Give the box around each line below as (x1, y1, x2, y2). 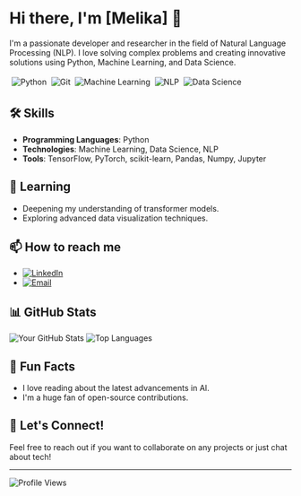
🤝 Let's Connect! (9, 418, 105, 433)
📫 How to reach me (9, 239, 122, 255)
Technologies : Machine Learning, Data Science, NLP (21, 144, 219, 154)
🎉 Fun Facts (9, 359, 76, 374)
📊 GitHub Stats (9, 304, 97, 319)
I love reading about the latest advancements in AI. (21, 383, 211, 393)
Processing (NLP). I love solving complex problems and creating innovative (9, 47, 287, 57)
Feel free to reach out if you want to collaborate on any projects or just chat (9, 441, 288, 452)
